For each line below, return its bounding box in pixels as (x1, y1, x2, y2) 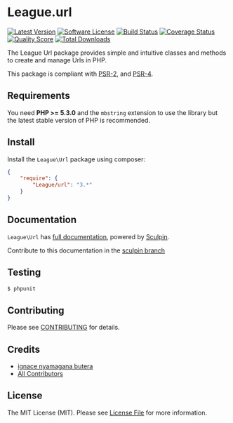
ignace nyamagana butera (17, 362, 93, 370)
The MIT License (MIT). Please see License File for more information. (7, 408, 207, 417)
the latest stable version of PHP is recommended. (7, 116, 151, 124)
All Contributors (17, 370, 63, 378)
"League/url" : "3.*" (32, 182, 93, 189)
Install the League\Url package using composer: (7, 155, 146, 163)
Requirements (7, 90, 70, 102)
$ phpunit (7, 285, 36, 292)
